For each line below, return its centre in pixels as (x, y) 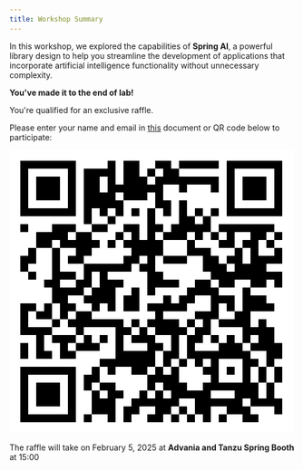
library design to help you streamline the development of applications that (147, 55)
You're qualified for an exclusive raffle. (82, 110)
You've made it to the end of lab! (72, 92)
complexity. (31, 75)
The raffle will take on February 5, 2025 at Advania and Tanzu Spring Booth (152, 447)
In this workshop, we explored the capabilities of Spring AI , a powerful (142, 46)
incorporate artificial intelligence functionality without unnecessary (134, 65)
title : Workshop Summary (56, 19)
